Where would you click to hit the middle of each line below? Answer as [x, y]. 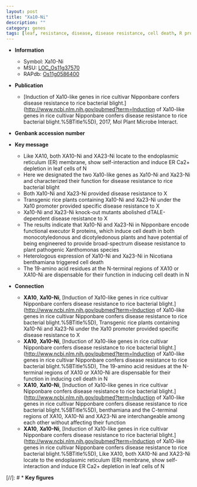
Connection [29, 286]
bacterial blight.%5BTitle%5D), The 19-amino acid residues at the [102, 366]
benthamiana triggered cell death [63, 262]
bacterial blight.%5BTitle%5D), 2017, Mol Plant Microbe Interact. [101, 122]
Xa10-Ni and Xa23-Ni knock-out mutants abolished [85, 212]
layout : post [22, 11]
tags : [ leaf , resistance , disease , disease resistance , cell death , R [94, 34]
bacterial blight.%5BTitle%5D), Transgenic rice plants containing [101, 323]
